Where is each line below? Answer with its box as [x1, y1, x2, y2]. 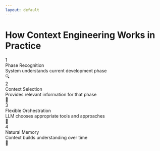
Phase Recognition [5, 62, 44, 68]
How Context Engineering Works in [5, 29, 155, 41]
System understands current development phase [5, 67, 107, 73]
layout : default [5, 7, 39, 13]
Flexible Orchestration [5, 107, 51, 114]
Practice [5, 40, 41, 51]
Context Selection [5, 86, 42, 92]
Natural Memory [5, 129, 39, 135]
